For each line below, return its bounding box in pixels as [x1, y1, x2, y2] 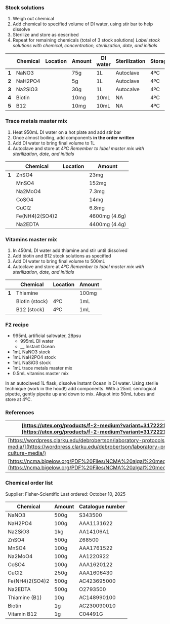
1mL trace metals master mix [12, 365, 72, 371]
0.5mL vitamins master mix [12, 371, 69, 377]
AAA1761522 [79, 544, 113, 552]
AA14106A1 [79, 528, 110, 535]
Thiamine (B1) [8, 594, 42, 601]
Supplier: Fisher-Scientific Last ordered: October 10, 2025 [5, 491, 125, 497]
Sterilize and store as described [12, 32, 79, 38]
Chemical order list [5, 480, 53, 487]
